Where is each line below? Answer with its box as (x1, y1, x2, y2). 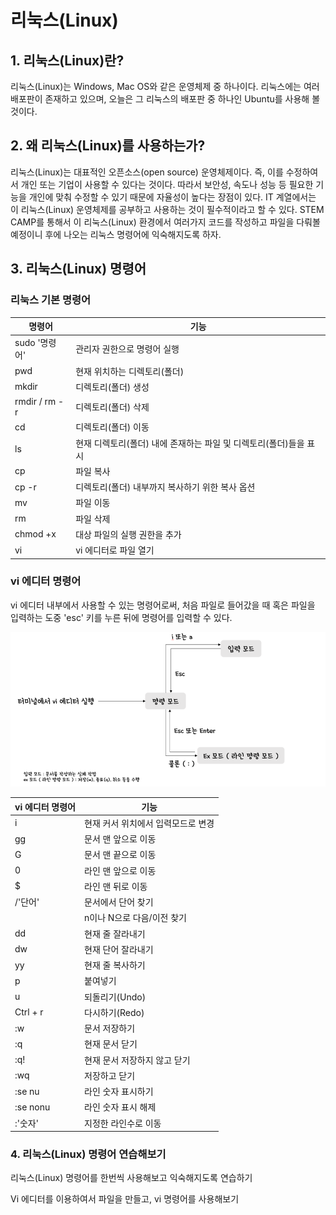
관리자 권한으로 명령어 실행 (75, 343, 180, 355)
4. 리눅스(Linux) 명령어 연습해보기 (10, 1147, 167, 1161)
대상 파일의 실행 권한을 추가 (75, 528, 182, 540)
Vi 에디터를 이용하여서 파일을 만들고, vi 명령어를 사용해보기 (10, 1193, 240, 1205)
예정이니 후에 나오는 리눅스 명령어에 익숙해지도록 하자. (10, 228, 222, 240)
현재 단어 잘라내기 (84, 943, 154, 955)
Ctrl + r (14, 1006, 44, 1018)
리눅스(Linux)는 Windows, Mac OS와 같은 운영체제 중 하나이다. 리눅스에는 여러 (10, 81, 320, 92)
